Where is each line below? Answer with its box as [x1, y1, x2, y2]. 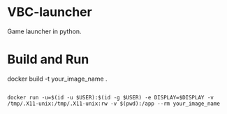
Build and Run [7, 51, 89, 67]
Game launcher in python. [7, 27, 82, 35]
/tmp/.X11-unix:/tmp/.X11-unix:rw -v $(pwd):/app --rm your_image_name [7, 100, 220, 107]
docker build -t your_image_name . [7, 74, 108, 83]
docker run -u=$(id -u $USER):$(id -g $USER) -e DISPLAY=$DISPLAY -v [7, 94, 214, 101]
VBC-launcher [7, 4, 92, 20]
